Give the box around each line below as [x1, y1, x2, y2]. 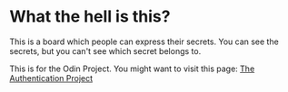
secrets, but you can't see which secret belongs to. [9, 45, 202, 56]
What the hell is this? [9, 6, 171, 27]
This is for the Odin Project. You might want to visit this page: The [9, 63, 255, 74]
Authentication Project [9, 72, 94, 83]
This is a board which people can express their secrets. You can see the [9, 36, 279, 47]
